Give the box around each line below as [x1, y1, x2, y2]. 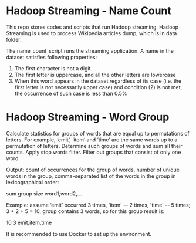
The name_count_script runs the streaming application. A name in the [6, 47, 174, 54]
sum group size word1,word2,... [6, 190, 82, 197]
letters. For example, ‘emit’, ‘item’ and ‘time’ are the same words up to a [6, 136, 178, 143]
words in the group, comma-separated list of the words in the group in [6, 172, 176, 180]
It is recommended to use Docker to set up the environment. [6, 230, 151, 237]
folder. [6, 36, 22, 43]
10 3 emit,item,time [6, 219, 52, 226]
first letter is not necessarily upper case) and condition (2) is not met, [14, 83, 183, 90]
